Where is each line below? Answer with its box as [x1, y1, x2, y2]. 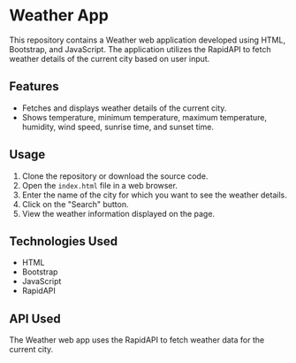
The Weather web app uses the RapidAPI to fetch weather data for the [9, 335, 265, 345]
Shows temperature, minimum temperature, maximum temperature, [21, 112, 268, 122]
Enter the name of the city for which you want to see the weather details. [21, 189, 287, 200]
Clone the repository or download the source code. [21, 170, 209, 181]
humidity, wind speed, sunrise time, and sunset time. [21, 121, 215, 132]
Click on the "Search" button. [21, 198, 129, 209]
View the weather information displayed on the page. [21, 208, 215, 219]
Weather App [9, 5, 109, 26]
